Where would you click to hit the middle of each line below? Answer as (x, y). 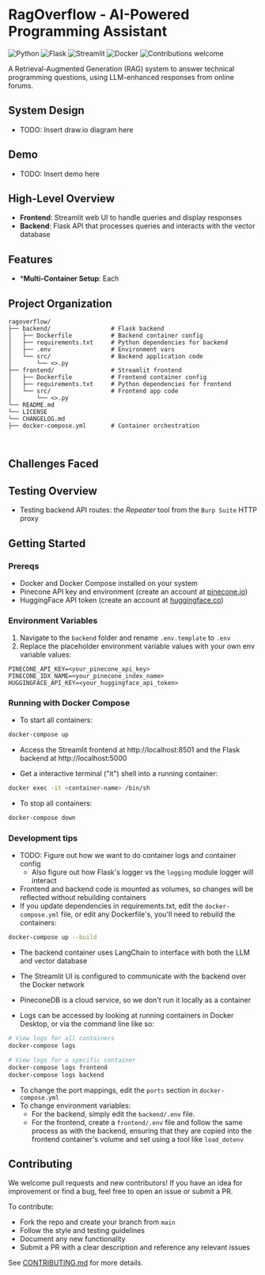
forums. (21, 86)
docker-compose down (42, 818)
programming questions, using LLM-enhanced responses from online (121, 77)
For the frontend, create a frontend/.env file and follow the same (137, 1122)
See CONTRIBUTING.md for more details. (76, 1263)
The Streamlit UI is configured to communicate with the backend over (133, 976)
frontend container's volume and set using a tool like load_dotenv (137, 1139)
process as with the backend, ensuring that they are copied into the (142, 1131)
